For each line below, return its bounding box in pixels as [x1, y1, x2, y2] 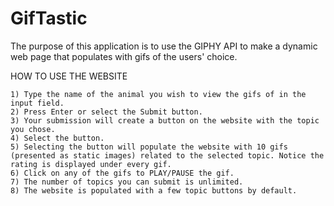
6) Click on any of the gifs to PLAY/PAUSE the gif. [10, 168, 235, 178]
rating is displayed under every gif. [10, 159, 172, 169]
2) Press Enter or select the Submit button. [10, 107, 203, 117]
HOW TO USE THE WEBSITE [10, 70, 128, 82]
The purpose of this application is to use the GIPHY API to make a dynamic [10, 40, 318, 52]
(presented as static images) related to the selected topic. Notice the [10, 150, 325, 161]
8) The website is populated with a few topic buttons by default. [10, 185, 298, 196]
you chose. [10, 124, 56, 134]
